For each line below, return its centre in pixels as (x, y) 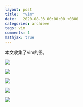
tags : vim (15, 28)
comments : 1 (17, 33)
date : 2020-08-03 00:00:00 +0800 (42, 19)
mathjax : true (20, 38)
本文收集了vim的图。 (26, 52)
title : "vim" (20, 14)
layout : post (19, 10)
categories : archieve (27, 24)
